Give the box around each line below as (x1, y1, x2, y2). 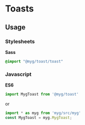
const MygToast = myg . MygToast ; (5, 115, 72, 120)
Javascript (5, 70, 32, 77)
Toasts (5, 3, 34, 14)
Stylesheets (5, 38, 35, 45)
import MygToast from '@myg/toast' (5, 92, 79, 97)
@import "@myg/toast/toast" (5, 58, 64, 64)
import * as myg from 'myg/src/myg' (5, 110, 81, 115)
